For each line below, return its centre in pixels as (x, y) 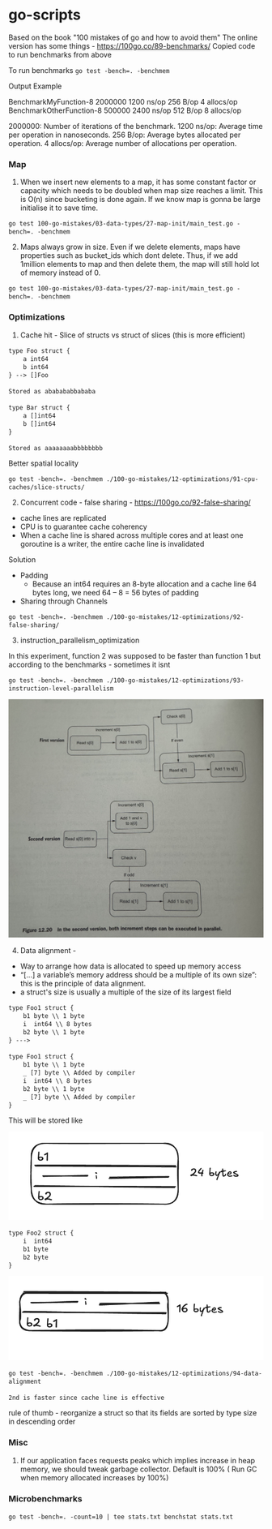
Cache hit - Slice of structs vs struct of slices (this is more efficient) (132, 335)
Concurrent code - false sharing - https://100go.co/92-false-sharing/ (135, 502)
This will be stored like (46, 1120)
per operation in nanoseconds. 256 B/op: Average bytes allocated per (125, 135)
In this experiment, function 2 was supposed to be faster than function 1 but (135, 655)
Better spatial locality (44, 463)
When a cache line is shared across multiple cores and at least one (132, 535)
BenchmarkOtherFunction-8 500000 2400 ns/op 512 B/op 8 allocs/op (125, 110)
